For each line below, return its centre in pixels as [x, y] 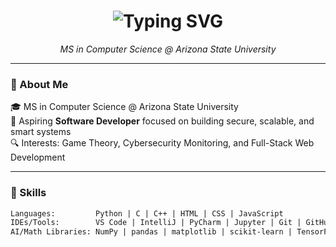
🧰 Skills [28, 193]
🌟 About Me [39, 84]
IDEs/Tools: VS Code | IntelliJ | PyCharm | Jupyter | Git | [156, 223]
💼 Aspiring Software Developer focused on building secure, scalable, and [162, 121]
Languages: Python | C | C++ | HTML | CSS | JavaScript [147, 213]
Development [38, 157]
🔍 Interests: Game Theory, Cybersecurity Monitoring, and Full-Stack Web [162, 143]
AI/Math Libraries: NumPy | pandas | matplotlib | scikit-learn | [151, 232]
